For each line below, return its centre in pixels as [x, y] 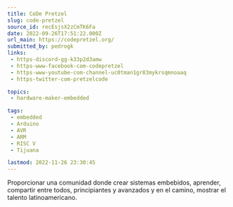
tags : [15, 111]
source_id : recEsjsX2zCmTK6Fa [52, 27]
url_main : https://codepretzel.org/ [61, 40]
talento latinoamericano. [42, 198]
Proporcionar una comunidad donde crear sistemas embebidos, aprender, [114, 182]
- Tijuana [25, 150]
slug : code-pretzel [36, 20]
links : [17, 53]
